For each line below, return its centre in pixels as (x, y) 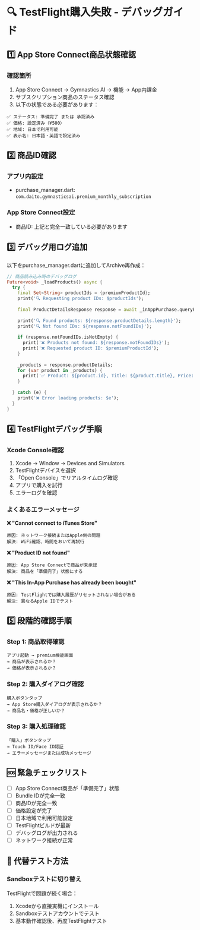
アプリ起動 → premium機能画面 (40, 655)
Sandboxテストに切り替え (44, 879)
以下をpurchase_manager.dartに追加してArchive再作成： (76, 265)
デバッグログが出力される (47, 833)
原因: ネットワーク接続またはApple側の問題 (54, 535)
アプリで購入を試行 (39, 486)
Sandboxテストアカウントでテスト (57, 913)
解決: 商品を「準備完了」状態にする (45, 571)
